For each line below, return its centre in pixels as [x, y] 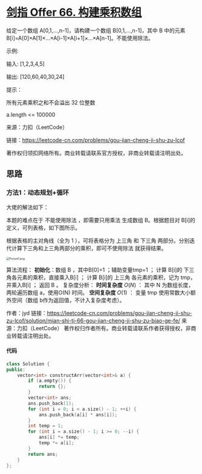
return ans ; [43, 454]
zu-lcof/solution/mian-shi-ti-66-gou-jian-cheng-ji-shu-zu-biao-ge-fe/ [93, 320]
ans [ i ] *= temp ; [59, 438]
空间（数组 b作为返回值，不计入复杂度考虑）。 [68, 300]
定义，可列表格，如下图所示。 [43, 228]
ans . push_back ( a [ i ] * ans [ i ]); [78, 415]
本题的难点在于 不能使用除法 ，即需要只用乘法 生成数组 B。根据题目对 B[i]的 [101, 220]
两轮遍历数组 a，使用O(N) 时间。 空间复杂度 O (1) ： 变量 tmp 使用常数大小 [98, 293]
